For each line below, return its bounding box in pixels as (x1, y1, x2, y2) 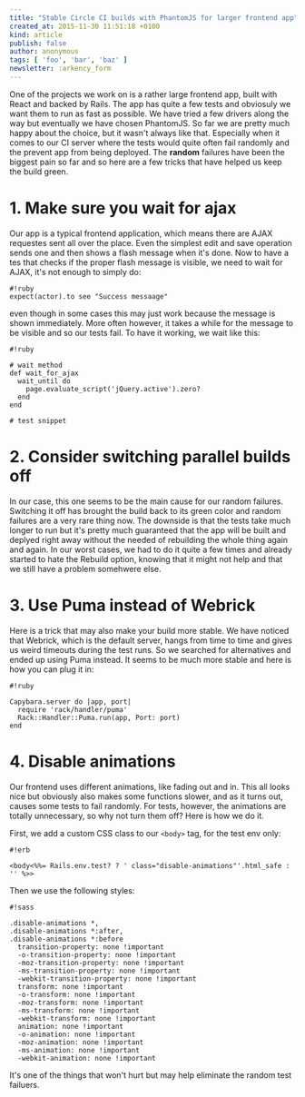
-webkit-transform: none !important (17, 1013, 156, 1023)
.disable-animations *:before (9, 934, 124, 944)
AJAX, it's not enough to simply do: (9, 266, 142, 277)
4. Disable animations (9, 751, 176, 772)
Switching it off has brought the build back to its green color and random (9, 505, 281, 516)
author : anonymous (9, 47, 79, 56)
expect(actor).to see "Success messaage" (9, 292, 169, 301)
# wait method (9, 361, 64, 370)
